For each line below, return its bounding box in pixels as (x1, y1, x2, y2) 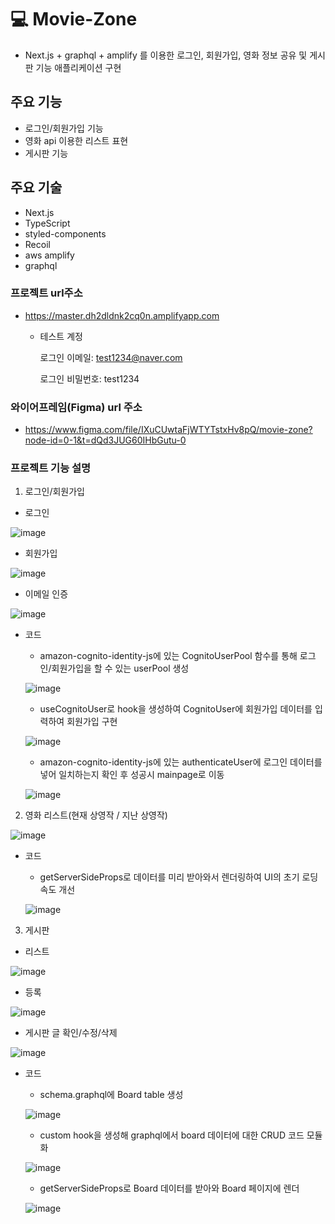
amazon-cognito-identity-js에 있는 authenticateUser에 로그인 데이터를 (39, 756, 323, 768)
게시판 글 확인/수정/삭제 (24, 1027, 118, 1039)
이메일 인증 (24, 588, 69, 600)
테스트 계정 (39, 330, 83, 342)
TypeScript (24, 217, 71, 229)
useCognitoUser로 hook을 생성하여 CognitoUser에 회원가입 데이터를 (39, 703, 313, 715)
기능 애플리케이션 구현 (35, 61, 122, 73)
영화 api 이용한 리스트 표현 (24, 134, 129, 146)
